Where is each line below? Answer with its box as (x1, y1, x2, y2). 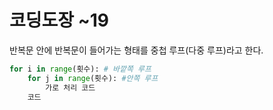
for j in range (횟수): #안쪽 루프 (27, 73, 159, 83)
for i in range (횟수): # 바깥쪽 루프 (9, 64, 152, 74)
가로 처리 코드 (45, 82, 96, 93)
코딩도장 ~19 (9, 9, 109, 32)
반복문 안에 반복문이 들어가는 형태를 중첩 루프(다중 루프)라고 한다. (9, 44, 264, 56)
